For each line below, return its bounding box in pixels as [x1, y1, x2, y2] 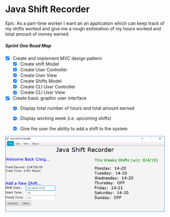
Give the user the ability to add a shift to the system [20, 125, 128, 132]
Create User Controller [20, 67, 67, 73]
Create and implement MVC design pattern [12, 55, 102, 61]
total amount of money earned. [5, 31, 70, 37]
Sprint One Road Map [5, 42, 52, 48]
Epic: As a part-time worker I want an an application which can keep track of [5, 20, 165, 26]
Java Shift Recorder [5, 4, 90, 15]
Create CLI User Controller [20, 84, 76, 90]
